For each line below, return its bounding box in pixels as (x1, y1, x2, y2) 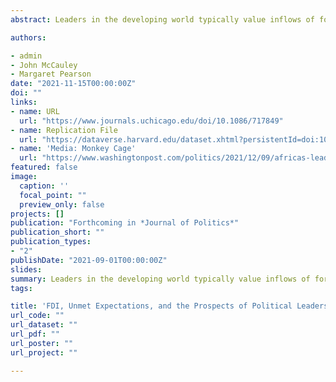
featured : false (10, 162, 78, 173)
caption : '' (19, 181, 70, 191)
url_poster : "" (10, 338, 74, 348)
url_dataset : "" (10, 320, 78, 330)
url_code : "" (10, 311, 65, 321)
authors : (10, 32, 47, 43)
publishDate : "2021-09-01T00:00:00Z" (10, 255, 168, 265)
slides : (10, 264, 43, 275)
